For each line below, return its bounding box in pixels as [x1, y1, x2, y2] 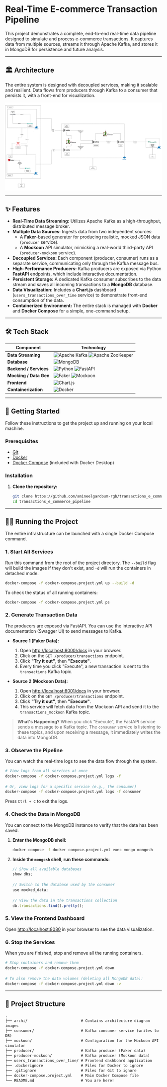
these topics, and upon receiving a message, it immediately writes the [17, 729, 161, 735]
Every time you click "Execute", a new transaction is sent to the [19, 663, 149, 669]
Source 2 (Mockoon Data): [12, 678, 68, 684]
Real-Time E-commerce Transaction [5, 3, 158, 15]
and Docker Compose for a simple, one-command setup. [12, 308, 130, 314]
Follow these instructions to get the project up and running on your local [5, 420, 153, 426]
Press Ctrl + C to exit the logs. [5, 798, 69, 804]
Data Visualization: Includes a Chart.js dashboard [12, 287, 116, 293]
